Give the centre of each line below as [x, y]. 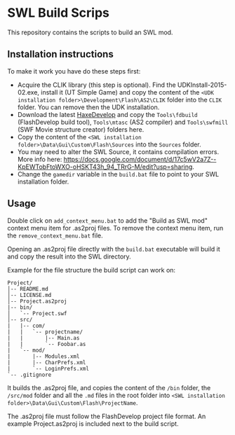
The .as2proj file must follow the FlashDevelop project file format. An [107, 416]
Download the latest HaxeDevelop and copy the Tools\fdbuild [107, 114]
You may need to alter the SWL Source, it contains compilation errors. [118, 151]
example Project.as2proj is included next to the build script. [93, 423]
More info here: [40, 159]
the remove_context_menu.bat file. [55, 235]
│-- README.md [28, 289]
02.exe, [28, 92]
